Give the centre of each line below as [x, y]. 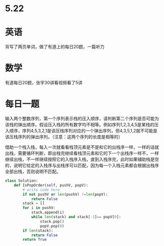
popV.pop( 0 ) [52, 226]
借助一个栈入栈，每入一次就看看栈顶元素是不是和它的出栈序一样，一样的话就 [82, 147]
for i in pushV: [39, 208]
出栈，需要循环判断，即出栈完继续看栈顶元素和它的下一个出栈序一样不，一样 [82, 153]
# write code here [41, 190]
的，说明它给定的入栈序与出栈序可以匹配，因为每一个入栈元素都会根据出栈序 [82, 165]
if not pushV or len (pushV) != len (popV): [65, 194]
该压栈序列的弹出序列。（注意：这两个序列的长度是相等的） [64, 137]
